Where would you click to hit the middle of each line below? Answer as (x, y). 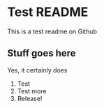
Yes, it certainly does (37, 70)
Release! (30, 98)
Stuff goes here (42, 53)
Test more (32, 91)
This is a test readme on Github (52, 31)
